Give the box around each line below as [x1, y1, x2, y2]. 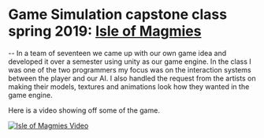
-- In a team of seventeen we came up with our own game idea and [8, 48, 227, 58]
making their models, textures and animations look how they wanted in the [8, 81, 250, 91]
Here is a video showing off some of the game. [8, 105, 160, 115]
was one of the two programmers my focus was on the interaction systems [8, 65, 251, 74]
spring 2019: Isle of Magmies [8, 22, 202, 40]
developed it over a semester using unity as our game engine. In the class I [8, 57, 252, 66]
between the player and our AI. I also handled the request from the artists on [8, 73, 256, 83]
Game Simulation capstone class [8, 6, 227, 24]
